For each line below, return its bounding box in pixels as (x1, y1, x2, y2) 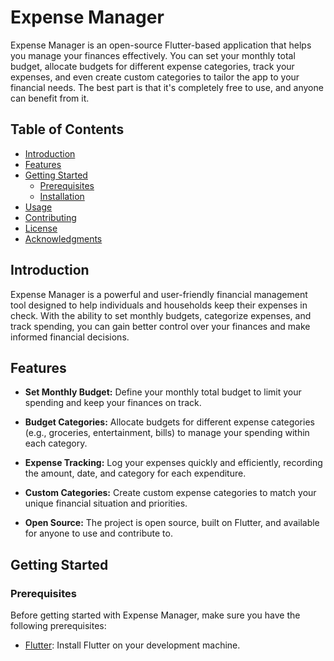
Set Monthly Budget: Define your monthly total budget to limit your (24, 386, 302, 398)
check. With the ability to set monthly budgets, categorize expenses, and (10, 309, 312, 321)
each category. (24, 437, 88, 450)
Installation (39, 190, 85, 202)
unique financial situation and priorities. (24, 497, 188, 510)
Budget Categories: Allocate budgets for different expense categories (24, 416, 315, 428)
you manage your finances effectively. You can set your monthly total (10, 49, 296, 61)
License (24, 222, 58, 234)
